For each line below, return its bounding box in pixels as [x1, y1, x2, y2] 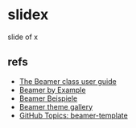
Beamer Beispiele [19, 94, 78, 103]
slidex [7, 6, 49, 24]
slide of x [7, 32, 38, 42]
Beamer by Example [19, 85, 86, 94]
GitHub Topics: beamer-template [19, 110, 128, 120]
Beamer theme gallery [19, 102, 93, 111]
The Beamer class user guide [19, 76, 117, 86]
